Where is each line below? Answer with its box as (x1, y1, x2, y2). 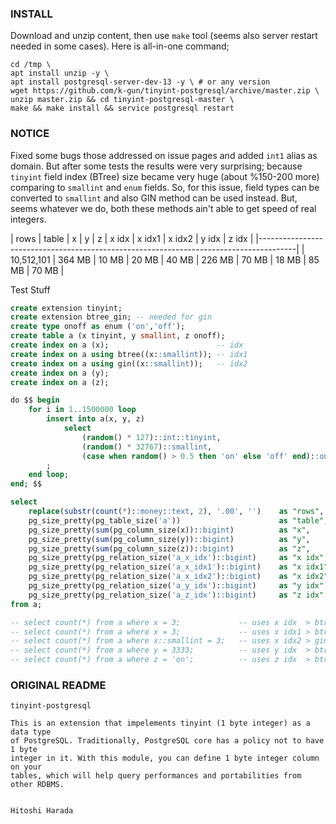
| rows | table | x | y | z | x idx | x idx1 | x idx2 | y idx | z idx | (10, 232, 254, 244)
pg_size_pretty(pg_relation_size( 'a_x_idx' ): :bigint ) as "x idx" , (28, 553, 329, 563)
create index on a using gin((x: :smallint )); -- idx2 (10, 358, 248, 369)
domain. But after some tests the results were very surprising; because (10, 160, 303, 172)
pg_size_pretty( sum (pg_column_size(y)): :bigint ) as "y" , (28, 534, 311, 544)
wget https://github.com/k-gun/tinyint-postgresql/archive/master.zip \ (10, 86, 320, 96)
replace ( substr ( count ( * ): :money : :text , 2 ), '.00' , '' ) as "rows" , (28, 507, 325, 517)
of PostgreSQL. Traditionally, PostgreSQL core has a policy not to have (10, 736, 325, 746)
